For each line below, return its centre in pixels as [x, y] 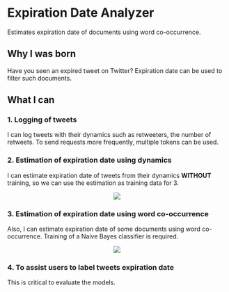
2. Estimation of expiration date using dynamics [89, 160]
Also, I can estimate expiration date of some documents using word [104, 229]
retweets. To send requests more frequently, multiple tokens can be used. [113, 142]
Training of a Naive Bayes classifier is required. [111, 236]
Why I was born [42, 54]
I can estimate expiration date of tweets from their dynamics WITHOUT [109, 175]
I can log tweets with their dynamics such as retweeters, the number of [109, 135]
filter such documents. [39, 78]
